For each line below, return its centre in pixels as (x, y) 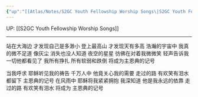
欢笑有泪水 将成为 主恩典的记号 (66, 88)
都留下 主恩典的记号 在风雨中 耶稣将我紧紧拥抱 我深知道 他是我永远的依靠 (95, 81)
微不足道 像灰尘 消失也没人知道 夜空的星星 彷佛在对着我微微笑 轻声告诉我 (100, 53)
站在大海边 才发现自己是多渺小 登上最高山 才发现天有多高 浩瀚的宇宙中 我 (95, 46)
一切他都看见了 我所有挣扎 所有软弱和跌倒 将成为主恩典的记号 (80, 61)
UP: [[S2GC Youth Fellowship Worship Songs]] (62, 28)
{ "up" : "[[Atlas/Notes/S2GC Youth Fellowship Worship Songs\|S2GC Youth (96, 11)
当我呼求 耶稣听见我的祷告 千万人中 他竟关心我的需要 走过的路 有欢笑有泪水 (98, 73)
